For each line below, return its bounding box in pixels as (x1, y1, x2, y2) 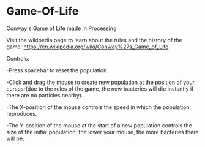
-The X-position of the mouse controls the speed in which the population (6, 103, 190, 111)
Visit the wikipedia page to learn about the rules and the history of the (6, 36, 182, 43)
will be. (6, 135, 24, 142)
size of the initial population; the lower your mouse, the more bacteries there (6, 128, 199, 135)
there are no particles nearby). (6, 91, 83, 99)
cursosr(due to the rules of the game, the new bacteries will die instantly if (6, 85, 194, 92)
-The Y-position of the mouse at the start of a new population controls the (6, 121, 193, 129)
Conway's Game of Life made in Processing (6, 24, 117, 32)
